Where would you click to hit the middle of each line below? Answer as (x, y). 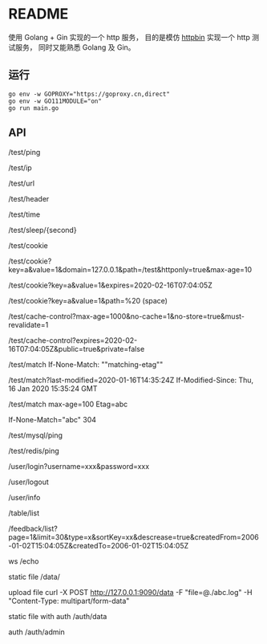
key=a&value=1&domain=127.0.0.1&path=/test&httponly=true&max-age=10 (130, 269)
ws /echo (24, 561)
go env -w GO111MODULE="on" (55, 101)
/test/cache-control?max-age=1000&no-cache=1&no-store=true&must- (127, 316)
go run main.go (34, 108)
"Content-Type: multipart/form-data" (69, 601)
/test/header (29, 198)
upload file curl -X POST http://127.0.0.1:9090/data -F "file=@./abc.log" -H (130, 592)
